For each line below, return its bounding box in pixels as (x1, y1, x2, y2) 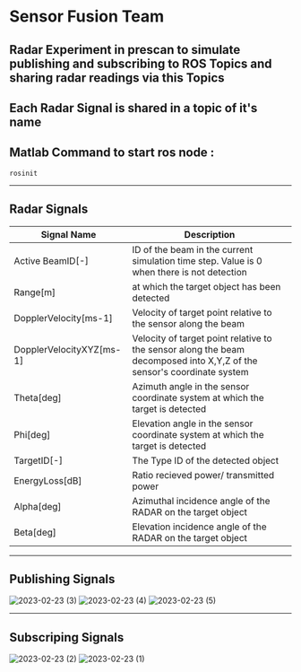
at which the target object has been (132, 280, 281, 292)
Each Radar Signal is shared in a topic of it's (9, 100, 258, 116)
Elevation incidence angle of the (132, 520, 267, 533)
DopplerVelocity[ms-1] (13, 311, 114, 324)
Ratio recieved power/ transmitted (132, 468, 275, 481)
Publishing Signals (9, 572, 116, 587)
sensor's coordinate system (132, 365, 249, 378)
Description (184, 228, 236, 240)
